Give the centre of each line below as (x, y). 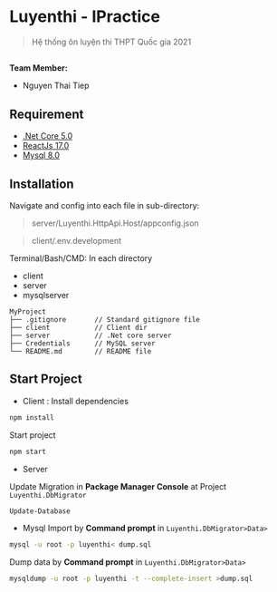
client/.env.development (76, 240)
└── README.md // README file (81, 351)
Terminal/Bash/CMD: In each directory (81, 258)
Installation (42, 184)
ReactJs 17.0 (46, 146)
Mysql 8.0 (41, 155)
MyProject (28, 311)
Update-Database (40, 511)
